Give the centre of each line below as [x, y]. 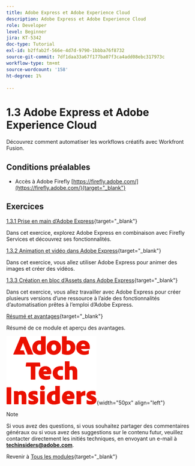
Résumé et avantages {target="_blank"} [55, 316]
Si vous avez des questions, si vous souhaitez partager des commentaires [98, 426]
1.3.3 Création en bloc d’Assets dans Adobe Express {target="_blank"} [92, 280]
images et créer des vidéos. [40, 268]
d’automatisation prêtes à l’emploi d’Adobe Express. [70, 304]
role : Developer [26, 25]
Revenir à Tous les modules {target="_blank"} [62, 456]
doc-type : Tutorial [31, 44]
